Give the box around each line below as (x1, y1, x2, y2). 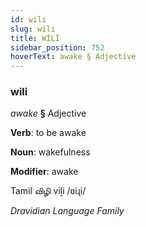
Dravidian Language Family (10, 205, 125, 217)
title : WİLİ (10, 33, 60, 43)
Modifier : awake (10, 166, 79, 178)
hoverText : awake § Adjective (10, 52, 137, 62)
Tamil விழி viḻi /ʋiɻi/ (10, 185, 87, 197)
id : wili (10, 14, 47, 25)
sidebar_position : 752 (10, 42, 105, 53)
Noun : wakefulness (10, 146, 91, 158)
